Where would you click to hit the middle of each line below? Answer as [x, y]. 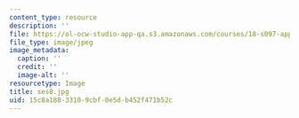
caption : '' [40, 59]
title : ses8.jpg [39, 91]
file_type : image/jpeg [51, 42]
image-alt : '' [43, 75]
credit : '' [37, 67]
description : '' [39, 26]
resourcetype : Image [48, 83]
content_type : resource [53, 17]
